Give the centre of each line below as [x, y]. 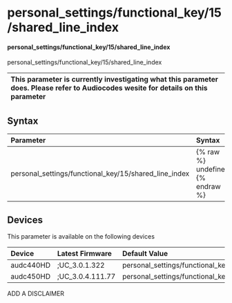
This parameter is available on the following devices [81, 237]
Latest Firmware [85, 254]
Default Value [145, 254]
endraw [208, 187]
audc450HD [30, 277]
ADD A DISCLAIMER [36, 294]
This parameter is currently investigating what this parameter [115, 80]
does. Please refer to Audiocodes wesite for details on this [109, 88]
